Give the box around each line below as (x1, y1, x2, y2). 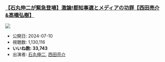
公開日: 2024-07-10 (12, 33, 53, 39)
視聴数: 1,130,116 (12, 39, 45, 45)
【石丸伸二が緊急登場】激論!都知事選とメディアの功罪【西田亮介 (5, 4, 160, 11)
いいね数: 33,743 (12, 45, 48, 51)
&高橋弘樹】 (5, 11, 34, 18)
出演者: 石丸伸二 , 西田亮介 (12, 52, 66, 58)
